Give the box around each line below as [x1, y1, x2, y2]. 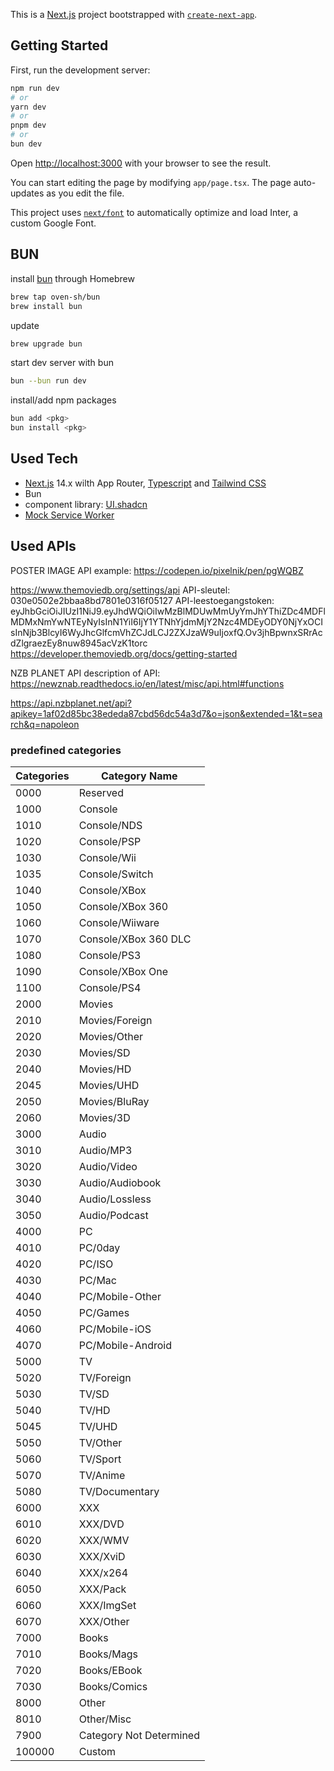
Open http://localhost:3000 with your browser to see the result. [10, 157, 272, 169]
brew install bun [10, 301, 83, 311]
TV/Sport [78, 1452, 122, 1466]
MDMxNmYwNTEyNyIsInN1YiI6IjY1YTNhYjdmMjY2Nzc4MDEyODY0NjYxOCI [10, 615, 323, 628]
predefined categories [10, 743, 122, 757]
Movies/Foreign [78, 1013, 153, 1027]
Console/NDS [78, 818, 143, 832]
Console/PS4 [78, 980, 142, 994]
